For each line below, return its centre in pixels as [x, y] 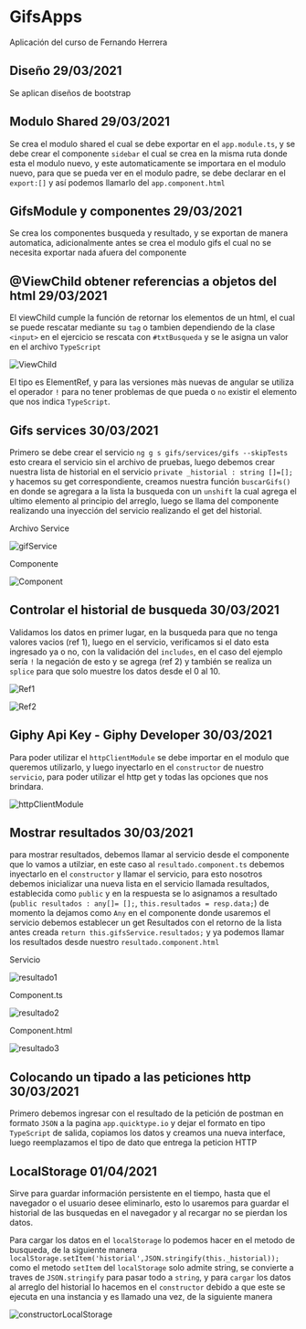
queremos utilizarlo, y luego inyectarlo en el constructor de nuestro [137, 767]
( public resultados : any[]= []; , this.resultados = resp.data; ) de [139, 903]
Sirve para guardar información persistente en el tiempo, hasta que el [140, 1194]
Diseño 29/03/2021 [66, 71]
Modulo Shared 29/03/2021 [90, 122]
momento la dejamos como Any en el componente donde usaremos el [140, 913]
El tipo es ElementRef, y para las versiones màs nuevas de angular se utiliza [152, 382]
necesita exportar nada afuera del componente [98, 252]
